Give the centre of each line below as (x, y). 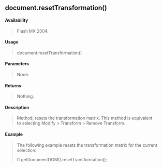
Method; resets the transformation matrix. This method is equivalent (85, 118)
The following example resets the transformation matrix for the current (87, 145)
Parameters (17, 64)
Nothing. (25, 97)
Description (17, 107)
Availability (16, 20)
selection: (27, 150)
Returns (13, 85)
